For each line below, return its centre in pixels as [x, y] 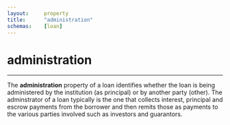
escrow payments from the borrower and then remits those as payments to [113, 107]
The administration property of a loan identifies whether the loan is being [111, 85]
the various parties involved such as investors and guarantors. [95, 114]
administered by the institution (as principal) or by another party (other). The [115, 92]
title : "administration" [50, 20]
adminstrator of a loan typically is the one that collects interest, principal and [115, 100]
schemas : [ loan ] [35, 26]
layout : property [38, 13]
